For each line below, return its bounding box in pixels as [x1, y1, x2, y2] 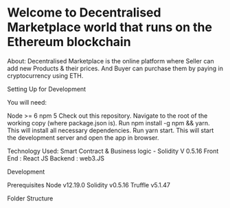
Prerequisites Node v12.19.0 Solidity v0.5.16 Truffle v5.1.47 [7, 180, 170, 189]
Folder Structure [7, 194, 54, 202]
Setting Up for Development [7, 85, 87, 93]
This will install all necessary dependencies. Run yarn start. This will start [7, 126, 214, 134]
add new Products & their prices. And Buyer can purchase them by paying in [7, 64, 223, 72]
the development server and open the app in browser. [7, 133, 159, 142]
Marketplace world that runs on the [7, 19, 213, 35]
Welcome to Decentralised [7, 5, 161, 21]
